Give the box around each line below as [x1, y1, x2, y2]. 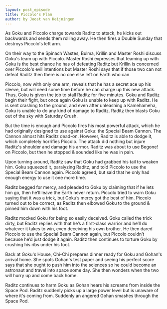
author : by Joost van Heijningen [5, 16, 75, 21]
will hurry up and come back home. [5, 273, 78, 279]
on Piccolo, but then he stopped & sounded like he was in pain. [5, 149, 135, 155]
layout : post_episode [5, 7, 50, 12]
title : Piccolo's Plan [5, 12, 52, 17]
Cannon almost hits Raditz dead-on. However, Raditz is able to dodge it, [5, 133, 153, 140]
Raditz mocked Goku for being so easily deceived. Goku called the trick [5, 215, 152, 221]
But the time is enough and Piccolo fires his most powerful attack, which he [5, 123, 161, 129]
